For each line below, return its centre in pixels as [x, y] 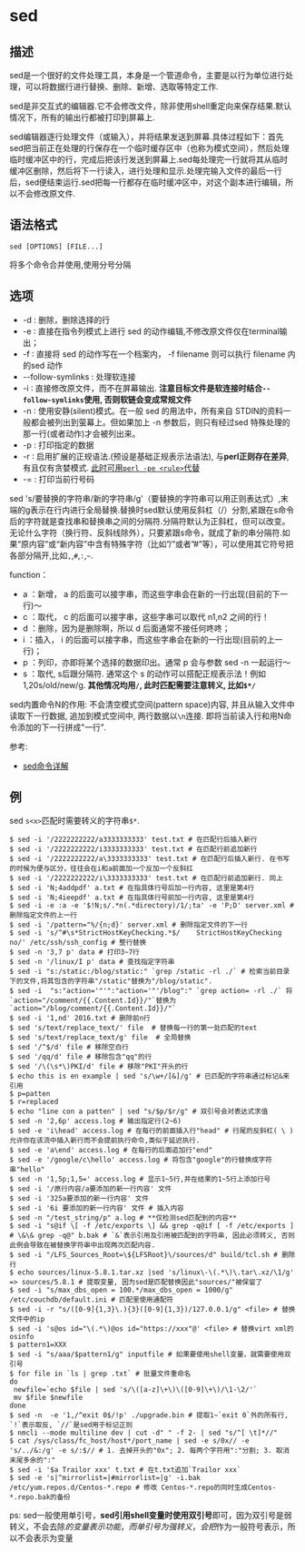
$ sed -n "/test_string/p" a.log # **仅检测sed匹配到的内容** [123, 1218]
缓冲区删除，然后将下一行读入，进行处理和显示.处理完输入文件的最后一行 [146, 171]
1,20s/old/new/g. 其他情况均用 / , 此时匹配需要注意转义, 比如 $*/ [139, 685]
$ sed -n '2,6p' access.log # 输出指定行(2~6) [95, 1121]
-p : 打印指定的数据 [58, 445]
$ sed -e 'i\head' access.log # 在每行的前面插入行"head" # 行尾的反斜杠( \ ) [152, 1131]
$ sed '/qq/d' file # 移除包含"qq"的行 [81, 1057]
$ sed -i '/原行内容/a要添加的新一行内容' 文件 [91, 1189]
